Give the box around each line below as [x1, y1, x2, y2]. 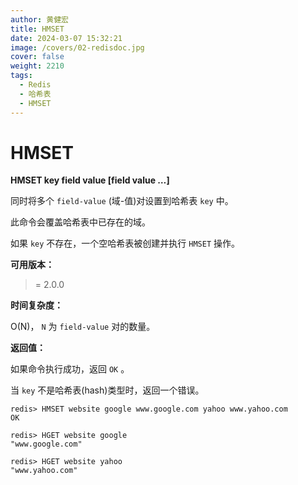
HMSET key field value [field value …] [10, 174, 170, 186]
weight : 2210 [10, 61, 65, 71]
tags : [10, 71, 33, 81]
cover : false [10, 52, 65, 62]
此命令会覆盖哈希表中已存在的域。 [10, 216, 151, 228]
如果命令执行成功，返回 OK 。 [10, 363, 130, 375]
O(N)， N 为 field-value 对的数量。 [10, 321, 156, 333]
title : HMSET [10, 24, 65, 34]
